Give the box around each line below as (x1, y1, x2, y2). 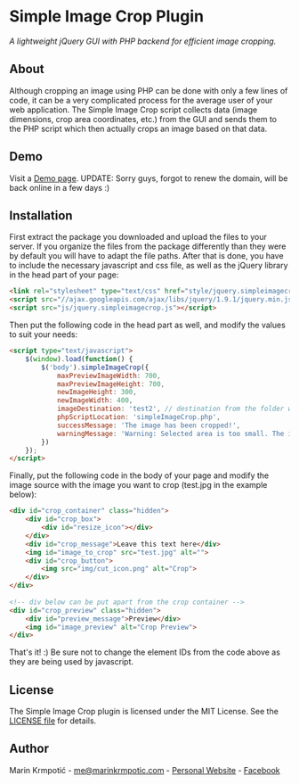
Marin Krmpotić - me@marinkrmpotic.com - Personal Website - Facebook (9, 764, 280, 775)
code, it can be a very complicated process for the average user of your (9, 95, 273, 105)
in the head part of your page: (9, 269, 119, 280)
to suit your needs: (9, 329, 78, 340)
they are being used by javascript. (9, 656, 133, 667)
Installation (9, 208, 73, 223)
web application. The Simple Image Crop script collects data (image (9, 104, 258, 115)
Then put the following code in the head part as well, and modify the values (9, 319, 287, 330)
